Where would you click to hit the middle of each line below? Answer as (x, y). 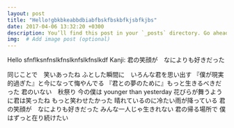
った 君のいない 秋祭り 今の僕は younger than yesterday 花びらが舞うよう (115, 92)
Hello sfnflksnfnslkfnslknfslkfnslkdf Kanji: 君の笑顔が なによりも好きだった (116, 60)
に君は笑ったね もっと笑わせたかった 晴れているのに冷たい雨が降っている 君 (116, 100)
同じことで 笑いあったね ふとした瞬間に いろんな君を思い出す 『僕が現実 (116, 75)
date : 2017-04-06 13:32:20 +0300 (56, 26)
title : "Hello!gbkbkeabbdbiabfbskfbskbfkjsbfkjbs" (82, 20)
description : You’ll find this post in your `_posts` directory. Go (109, 33)
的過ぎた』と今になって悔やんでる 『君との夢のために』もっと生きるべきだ (115, 83)
